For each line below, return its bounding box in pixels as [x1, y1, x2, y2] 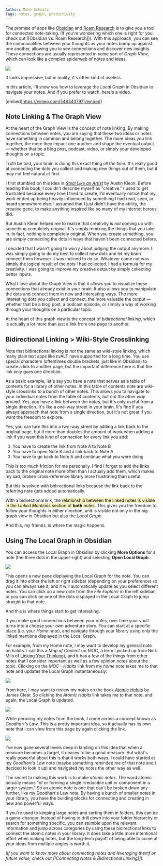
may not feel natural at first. [5, 171, 61, 177]
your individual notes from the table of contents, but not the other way [5, 394, 146, 400]
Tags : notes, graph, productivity [5, 12, 75, 17]
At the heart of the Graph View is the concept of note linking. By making [5, 125, 149, 131]
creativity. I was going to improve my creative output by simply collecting [5, 266, 151, 272]
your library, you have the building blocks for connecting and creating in [5, 795, 149, 801]
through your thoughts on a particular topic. [5, 306, 93, 312]
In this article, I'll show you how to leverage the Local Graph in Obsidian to [5, 84, 154, 90]
